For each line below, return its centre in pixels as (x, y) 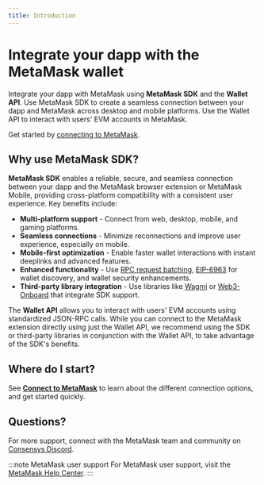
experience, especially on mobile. (75, 244)
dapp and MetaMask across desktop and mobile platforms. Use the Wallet (129, 110)
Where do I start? (52, 369)
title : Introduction (42, 15)
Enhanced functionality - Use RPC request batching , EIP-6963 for (128, 270)
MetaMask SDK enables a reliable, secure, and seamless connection (121, 179)
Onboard (34, 295)
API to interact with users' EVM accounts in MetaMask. (98, 119)
